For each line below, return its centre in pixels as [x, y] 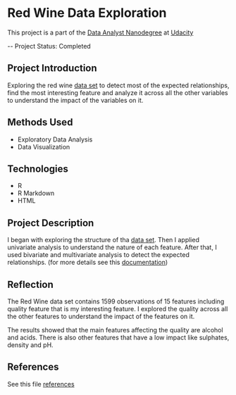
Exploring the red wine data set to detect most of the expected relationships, [119, 85]
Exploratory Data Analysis [55, 139]
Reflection [31, 284]
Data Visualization [44, 146]
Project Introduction [52, 68]
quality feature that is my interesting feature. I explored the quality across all [118, 309]
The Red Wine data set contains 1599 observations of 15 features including [116, 301]
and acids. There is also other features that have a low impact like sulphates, [118, 337]
